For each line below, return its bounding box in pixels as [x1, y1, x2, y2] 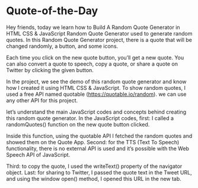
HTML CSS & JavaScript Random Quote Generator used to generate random [6, 30, 193, 37]
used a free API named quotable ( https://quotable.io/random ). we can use [6, 90, 187, 98]
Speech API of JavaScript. [6, 151, 71, 158]
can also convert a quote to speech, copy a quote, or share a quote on [6, 60, 178, 67]
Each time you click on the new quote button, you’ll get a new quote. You [6, 54, 184, 61]
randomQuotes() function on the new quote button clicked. [6, 121, 150, 128]
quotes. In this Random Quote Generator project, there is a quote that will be [6, 36, 193, 43]
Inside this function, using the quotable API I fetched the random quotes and [6, 132, 193, 140]
